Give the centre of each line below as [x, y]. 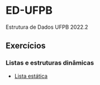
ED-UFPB [29, 10]
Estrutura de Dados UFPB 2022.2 [47, 27]
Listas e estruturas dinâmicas [50, 63]
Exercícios [26, 46]
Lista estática [31, 76]
